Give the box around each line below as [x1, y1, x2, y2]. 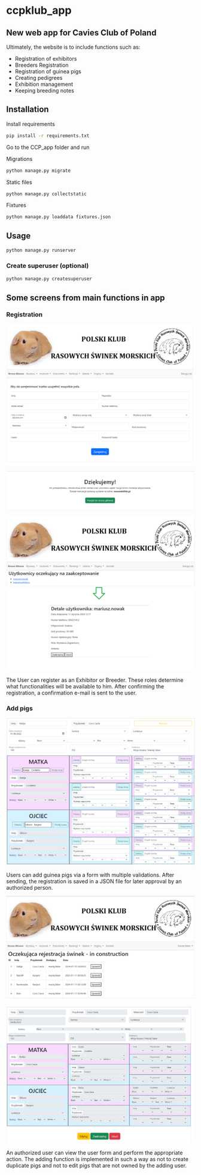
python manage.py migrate [6, 168, 71, 174]
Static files [6, 178, 32, 186]
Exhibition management [14, 80, 74, 88]
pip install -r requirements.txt [6, 133, 90, 139]
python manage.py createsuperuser [6, 276, 93, 282]
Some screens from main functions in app [6, 293, 166, 303]
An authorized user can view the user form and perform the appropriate [6, 1149, 183, 1156]
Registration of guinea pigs [14, 68, 82, 75]
